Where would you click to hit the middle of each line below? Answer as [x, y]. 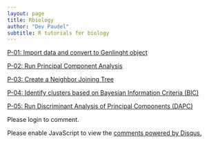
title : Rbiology [30, 20]
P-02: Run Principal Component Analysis [65, 66]
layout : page [26, 13]
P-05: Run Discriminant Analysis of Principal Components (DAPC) [100, 106]
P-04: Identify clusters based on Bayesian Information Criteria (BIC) [103, 93]
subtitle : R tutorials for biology [58, 33]
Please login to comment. [43, 120]
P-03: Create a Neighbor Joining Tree [60, 80]
